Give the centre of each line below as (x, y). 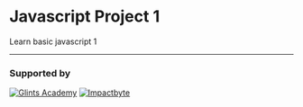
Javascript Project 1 (85, 17)
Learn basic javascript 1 (53, 41)
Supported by (40, 73)
